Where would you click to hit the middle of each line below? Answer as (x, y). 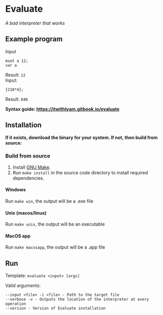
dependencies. (28, 178)
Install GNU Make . (32, 167)
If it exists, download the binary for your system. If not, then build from (81, 137)
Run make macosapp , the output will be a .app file (55, 247)
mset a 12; (17, 61)
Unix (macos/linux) (26, 213)
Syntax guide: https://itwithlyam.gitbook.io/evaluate (62, 109)
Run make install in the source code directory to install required (80, 172)
